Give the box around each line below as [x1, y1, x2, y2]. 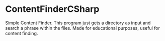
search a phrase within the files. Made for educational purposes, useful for [5, 25, 160, 31]
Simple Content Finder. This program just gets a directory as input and [5, 20, 151, 26]
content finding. [5, 30, 38, 36]
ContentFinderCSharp [5, 3, 100, 15]
